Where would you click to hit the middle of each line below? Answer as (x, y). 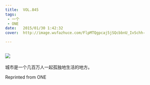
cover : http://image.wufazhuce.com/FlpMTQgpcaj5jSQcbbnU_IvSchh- (75, 33)
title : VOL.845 (22, 10)
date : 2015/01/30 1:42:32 (34, 28)
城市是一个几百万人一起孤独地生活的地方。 (49, 67)
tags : (11, 14)
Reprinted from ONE (26, 77)
